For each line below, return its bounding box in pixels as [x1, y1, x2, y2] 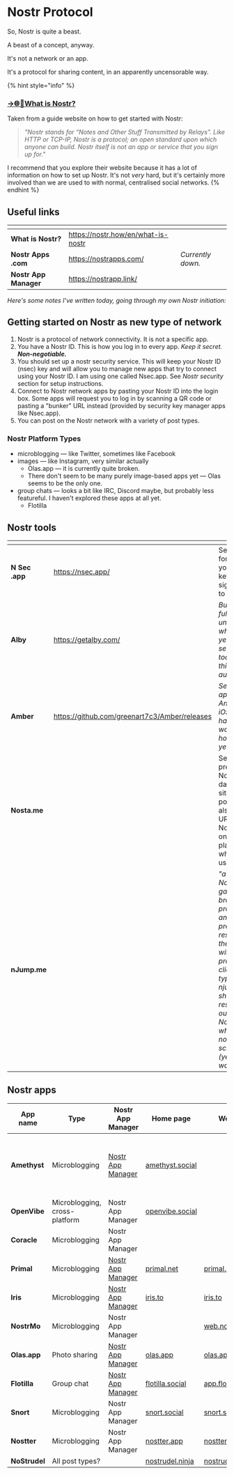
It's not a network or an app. [7, 54, 88, 63]
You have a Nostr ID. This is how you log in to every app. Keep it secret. [17, 342, 223, 350]
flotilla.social [145, 1378, 187, 1388]
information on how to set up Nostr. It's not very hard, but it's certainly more [7, 171, 226, 180]
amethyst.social [145, 1160, 197, 1170]
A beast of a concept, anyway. [7, 40, 95, 49]
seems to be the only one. [27, 479, 103, 487]
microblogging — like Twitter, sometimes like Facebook [17, 450, 176, 458]
